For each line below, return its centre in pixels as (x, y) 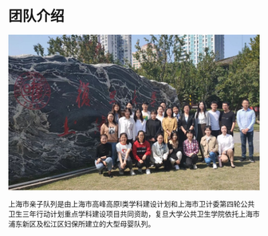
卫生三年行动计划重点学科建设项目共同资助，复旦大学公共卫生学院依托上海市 (134, 214)
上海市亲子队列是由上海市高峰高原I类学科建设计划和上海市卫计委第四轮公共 (132, 203)
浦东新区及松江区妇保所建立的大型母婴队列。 (82, 223)
